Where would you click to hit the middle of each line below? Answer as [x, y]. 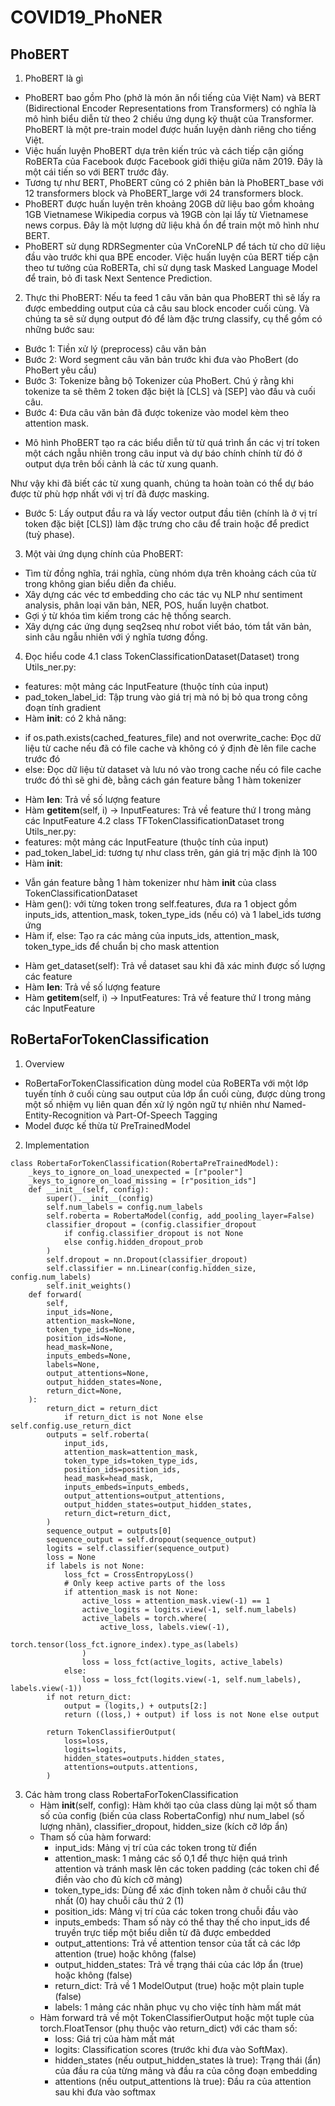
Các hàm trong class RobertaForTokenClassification [131, 1794]
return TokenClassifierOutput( [111, 1732]
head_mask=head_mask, [109, 1478]
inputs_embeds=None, [89, 1356]
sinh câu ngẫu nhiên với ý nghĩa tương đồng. [116, 637]
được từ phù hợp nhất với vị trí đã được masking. [110, 494]
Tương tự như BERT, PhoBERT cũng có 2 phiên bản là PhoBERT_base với [174, 182]
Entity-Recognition [63, 1115]
